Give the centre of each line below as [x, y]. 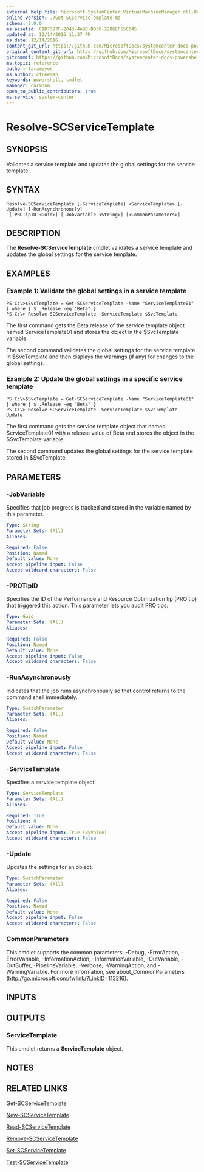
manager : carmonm [28, 86]
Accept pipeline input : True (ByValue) [57, 833]
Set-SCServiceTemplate [36, 1150]
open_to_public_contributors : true [51, 91]
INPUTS [21, 997]
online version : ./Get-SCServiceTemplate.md [63, 18]
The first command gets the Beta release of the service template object [96, 325]
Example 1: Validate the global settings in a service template [97, 291]
